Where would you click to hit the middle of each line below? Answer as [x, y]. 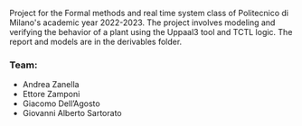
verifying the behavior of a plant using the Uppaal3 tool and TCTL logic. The [151, 32]
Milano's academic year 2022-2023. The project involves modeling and [142, 22]
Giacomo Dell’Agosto [61, 103]
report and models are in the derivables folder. [96, 41]
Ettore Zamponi [51, 94]
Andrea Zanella [51, 85]
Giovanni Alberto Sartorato [72, 113]
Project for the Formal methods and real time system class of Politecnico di [149, 13]
